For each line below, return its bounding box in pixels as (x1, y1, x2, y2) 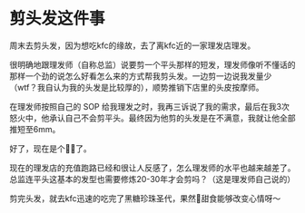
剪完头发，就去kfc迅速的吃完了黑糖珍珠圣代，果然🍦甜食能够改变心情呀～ (9, 192, 281, 204)
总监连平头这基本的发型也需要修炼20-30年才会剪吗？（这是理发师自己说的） (9, 173, 296, 184)
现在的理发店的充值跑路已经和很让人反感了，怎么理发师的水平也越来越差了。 (9, 162, 296, 173)
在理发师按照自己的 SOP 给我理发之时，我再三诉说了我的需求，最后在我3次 (9, 101, 290, 111)
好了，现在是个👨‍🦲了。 (9, 142, 93, 154)
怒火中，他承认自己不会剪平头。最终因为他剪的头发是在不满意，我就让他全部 (9, 112, 296, 123)
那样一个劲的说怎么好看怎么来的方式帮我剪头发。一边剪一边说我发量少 (9, 70, 272, 82)
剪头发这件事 (9, 8, 106, 29)
